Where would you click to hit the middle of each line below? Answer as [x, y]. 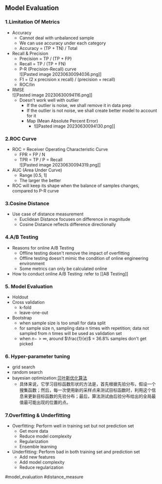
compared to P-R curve [36, 190]
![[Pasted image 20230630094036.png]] [60, 74]
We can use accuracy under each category [63, 43]
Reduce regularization [41, 467]
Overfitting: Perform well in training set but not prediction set [73, 426]
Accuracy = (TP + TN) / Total [48, 48]
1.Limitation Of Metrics [32, 22]
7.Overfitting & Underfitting [38, 416]
